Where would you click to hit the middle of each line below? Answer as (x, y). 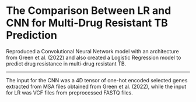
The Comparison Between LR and (89, 11)
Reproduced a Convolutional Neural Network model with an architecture (92, 51)
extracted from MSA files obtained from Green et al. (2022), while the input (96, 86)
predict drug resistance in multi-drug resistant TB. (66, 63)
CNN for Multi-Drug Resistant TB (87, 23)
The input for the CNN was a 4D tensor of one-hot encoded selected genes (97, 80)
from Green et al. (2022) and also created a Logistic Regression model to (94, 57)
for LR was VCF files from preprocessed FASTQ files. (69, 92)
